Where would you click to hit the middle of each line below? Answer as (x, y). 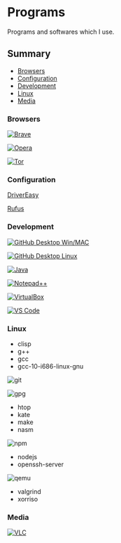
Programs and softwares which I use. (61, 32)
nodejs (27, 456)
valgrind (29, 491)
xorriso (28, 499)
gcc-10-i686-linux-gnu (50, 366)
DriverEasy (23, 195)
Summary (29, 54)
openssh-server (41, 464)
